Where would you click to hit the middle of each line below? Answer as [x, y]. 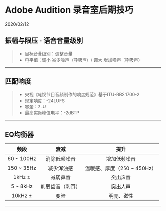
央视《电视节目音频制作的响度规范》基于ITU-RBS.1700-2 [82, 94]
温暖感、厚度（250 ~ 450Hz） [121, 168]
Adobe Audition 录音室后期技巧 [69, 10]
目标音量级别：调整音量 [48, 53]
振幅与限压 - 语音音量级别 [44, 41]
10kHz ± [22, 196]
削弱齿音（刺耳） [61, 187]
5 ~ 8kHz [22, 186]
